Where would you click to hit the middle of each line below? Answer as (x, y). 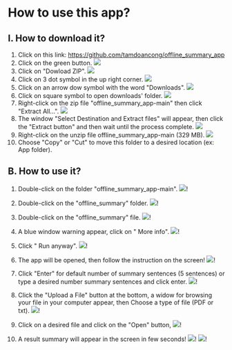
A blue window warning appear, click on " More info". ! (99, 231)
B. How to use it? (45, 172)
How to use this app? (69, 13)
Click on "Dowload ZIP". (52, 71)
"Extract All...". (38, 111)
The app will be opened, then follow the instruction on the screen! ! (117, 260)
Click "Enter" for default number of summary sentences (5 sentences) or (121, 273)
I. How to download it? (57, 38)
